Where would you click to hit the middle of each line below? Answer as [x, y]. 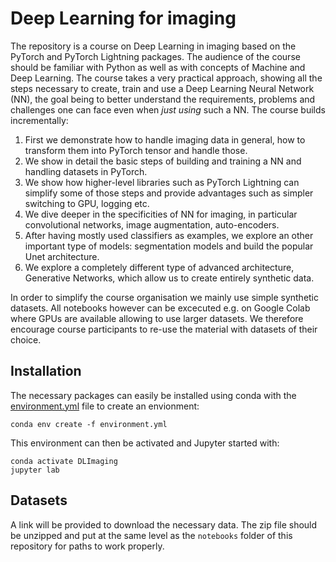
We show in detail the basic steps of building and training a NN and [163, 161]
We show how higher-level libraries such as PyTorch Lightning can [162, 182]
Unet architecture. [62, 256]
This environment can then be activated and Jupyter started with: [145, 443]
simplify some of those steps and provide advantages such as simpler [169, 193]
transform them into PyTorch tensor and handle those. [136, 150]
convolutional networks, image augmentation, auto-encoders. [152, 224]
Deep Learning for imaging [123, 18]
